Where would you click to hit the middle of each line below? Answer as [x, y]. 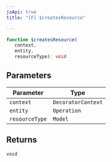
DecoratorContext [78, 102]
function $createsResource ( [42, 40]
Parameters [29, 76]
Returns [22, 140]
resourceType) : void [40, 57]
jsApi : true [21, 12]
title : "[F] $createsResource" [46, 18]
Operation [67, 111]
